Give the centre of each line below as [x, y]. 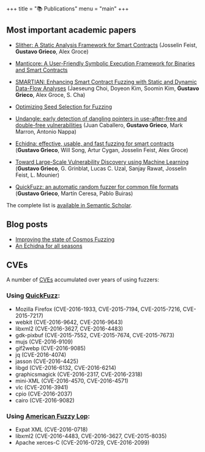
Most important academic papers [71, 30]
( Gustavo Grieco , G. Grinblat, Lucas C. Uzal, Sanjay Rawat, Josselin [101, 168]
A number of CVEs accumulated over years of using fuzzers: [83, 280]
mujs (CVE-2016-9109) [44, 342]
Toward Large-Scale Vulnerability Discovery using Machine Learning [102, 162]
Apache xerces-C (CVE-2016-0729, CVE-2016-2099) [82, 443]
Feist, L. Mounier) [37, 175]
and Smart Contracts [41, 70]
